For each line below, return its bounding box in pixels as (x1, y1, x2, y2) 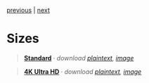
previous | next (6, 6, 50, 14)
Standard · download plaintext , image (23, 53, 134, 62)
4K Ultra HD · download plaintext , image (23, 67, 142, 76)
